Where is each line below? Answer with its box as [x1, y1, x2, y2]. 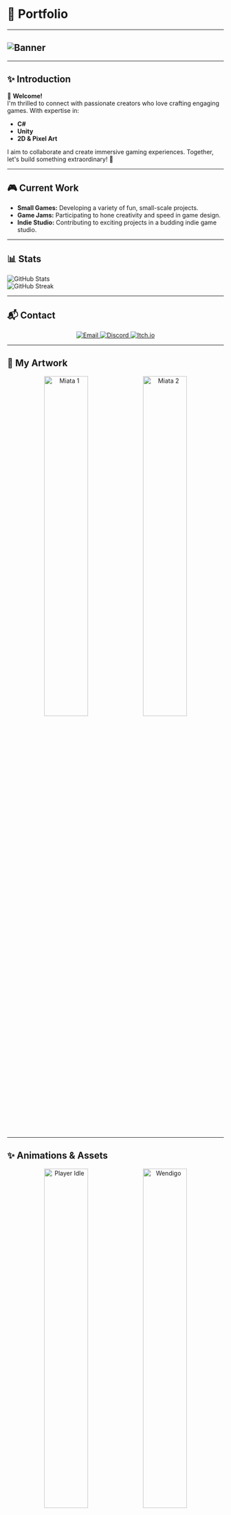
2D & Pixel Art [16, 134, 58, 142]
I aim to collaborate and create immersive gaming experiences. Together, [7, 147, 214, 156]
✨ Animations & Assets [7, 1150, 108, 1162]
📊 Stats [7, 253, 42, 264]
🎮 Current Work [7, 182, 79, 193]
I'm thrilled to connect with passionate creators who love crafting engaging [7, 99, 220, 107]
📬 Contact [7, 309, 56, 321]
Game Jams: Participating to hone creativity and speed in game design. [16, 211, 221, 220]
